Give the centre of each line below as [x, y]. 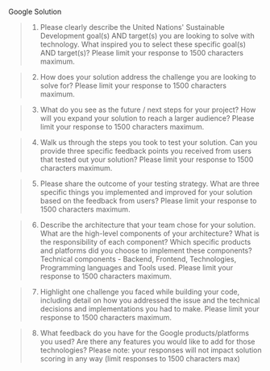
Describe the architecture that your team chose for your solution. [148, 225]
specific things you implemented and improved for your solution [146, 192]
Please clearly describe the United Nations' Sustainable [133, 27]
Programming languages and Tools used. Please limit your [137, 268]
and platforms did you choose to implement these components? [146, 250]
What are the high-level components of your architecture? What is [150, 233]
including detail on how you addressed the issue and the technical [150, 300]
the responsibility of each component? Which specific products [145, 242]
